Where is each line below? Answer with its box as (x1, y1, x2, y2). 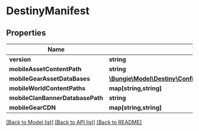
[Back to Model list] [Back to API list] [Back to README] (6, 119, 142, 126)
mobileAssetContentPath (9, 65, 82, 73)
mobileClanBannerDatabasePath (9, 94, 104, 102)
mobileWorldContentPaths (9, 84, 86, 92)
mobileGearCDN (9, 104, 56, 111)
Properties (6, 28, 46, 38)
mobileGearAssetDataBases (9, 75, 91, 82)
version (9, 55, 31, 63)
